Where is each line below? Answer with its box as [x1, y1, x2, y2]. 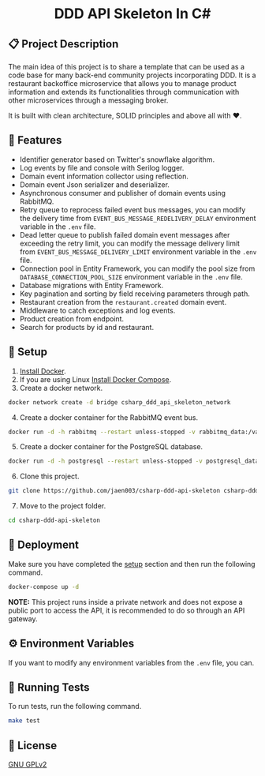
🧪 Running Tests [8, 680, 90, 694]
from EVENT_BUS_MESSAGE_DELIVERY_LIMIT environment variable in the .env [19, 246, 257, 257]
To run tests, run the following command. [8, 702, 142, 711]
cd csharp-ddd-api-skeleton [8, 516, 101, 525]
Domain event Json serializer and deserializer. [19, 179, 170, 189]
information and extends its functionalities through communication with [8, 88, 240, 96]
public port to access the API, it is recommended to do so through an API [8, 605, 245, 615]
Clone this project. [19, 471, 80, 482]
